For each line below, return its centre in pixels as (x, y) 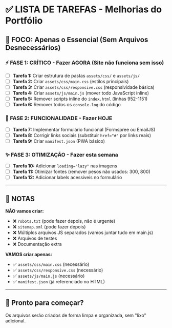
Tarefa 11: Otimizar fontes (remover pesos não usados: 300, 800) (82, 172)
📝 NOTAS (20, 199)
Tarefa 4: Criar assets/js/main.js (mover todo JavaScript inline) (81, 93)
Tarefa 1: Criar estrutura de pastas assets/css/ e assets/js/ (76, 75)
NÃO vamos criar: (25, 211)
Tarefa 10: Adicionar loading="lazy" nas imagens (65, 166)
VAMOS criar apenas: (29, 255)
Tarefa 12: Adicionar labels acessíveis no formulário (67, 178)
